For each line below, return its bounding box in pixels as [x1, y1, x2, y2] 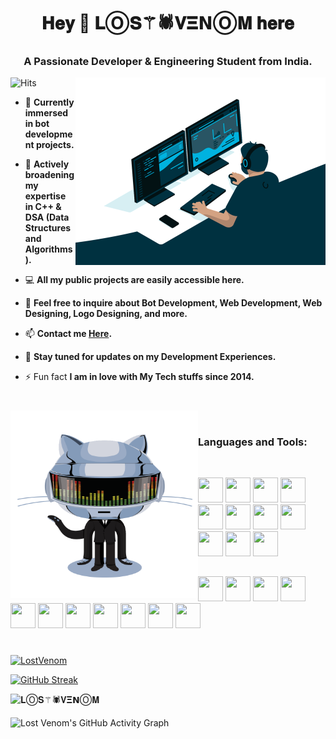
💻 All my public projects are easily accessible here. [24, 274, 245, 286]
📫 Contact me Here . [24, 328, 113, 340]
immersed [24, 107, 69, 119]
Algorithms [24, 243, 73, 255]
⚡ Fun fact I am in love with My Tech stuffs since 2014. [24, 371, 255, 383]
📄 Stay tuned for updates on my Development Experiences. [24, 351, 277, 363]
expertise [24, 190, 67, 202]
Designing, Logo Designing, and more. [24, 308, 188, 320]
